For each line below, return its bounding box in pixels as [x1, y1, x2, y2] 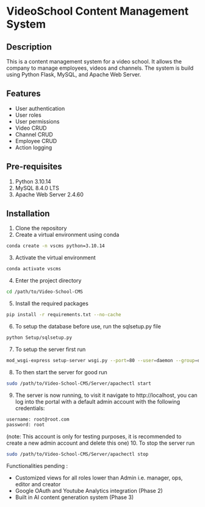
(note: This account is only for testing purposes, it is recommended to [6, 433, 182, 440]
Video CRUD [15, 124, 47, 131]
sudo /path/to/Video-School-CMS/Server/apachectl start [6, 380, 151, 387]
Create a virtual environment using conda [15, 231, 120, 239]
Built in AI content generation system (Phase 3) [15, 494, 134, 501]
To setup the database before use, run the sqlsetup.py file [15, 322, 162, 330]
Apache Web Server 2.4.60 [15, 191, 84, 198]
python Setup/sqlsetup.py [6, 335, 72, 341]
